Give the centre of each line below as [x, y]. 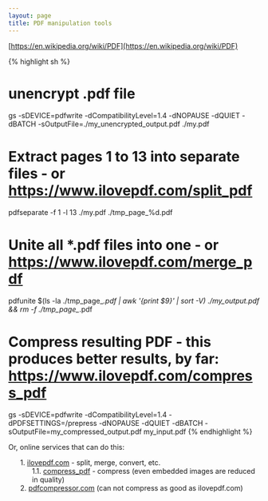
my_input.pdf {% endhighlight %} [198, 431]
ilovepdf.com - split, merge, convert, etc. [94, 463]
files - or [37, 173]
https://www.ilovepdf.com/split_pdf [130, 191]
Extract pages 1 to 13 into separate [124, 156]
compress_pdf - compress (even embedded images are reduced [149, 471]
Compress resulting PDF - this [110, 342]
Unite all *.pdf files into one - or [114, 245]
